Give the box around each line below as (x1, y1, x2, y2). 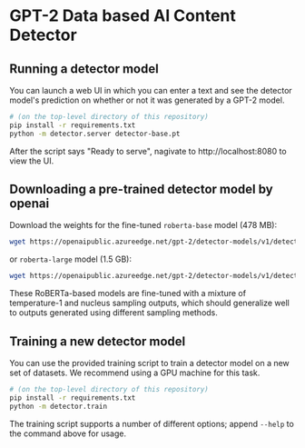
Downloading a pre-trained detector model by (9, 182, 274, 197)
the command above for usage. (9, 428, 127, 439)
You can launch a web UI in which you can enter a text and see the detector (9, 85, 292, 95)
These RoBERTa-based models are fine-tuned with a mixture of (9, 288, 247, 299)
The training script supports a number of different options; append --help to (9, 418, 295, 429)
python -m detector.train (9, 402, 107, 411)
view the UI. (9, 155, 54, 166)
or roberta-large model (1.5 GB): (9, 254, 132, 264)
